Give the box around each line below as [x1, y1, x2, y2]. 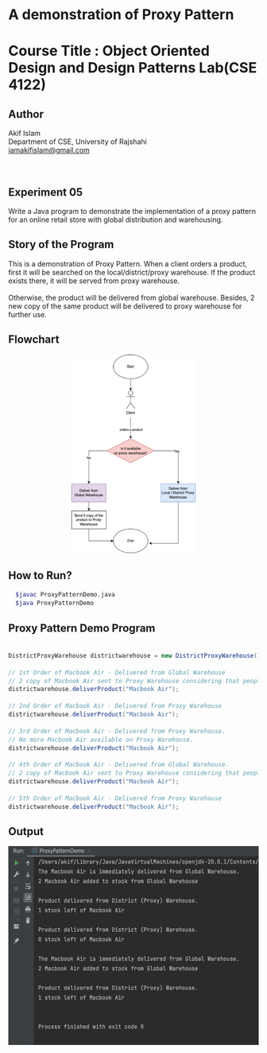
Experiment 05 [8, 185, 83, 199]
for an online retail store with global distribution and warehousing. [8, 215, 223, 224]
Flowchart [8, 332, 60, 347]
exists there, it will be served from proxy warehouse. [8, 276, 180, 286]
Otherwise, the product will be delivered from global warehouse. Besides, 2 [8, 293, 255, 302]
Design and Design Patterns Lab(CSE [8, 59, 257, 77]
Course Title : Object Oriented [8, 42, 211, 60]
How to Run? [8, 569, 73, 582]
